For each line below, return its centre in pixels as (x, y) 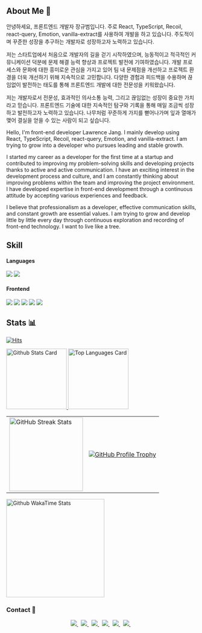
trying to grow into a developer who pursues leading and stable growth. (95, 145)
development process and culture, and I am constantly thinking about (93, 176)
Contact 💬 (21, 610)
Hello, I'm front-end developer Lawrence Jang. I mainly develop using (93, 132)
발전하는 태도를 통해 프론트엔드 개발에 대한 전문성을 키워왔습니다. (99, 85)
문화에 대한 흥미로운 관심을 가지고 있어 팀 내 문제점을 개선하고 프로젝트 (105, 70)
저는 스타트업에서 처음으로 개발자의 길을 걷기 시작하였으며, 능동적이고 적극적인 (98, 54)
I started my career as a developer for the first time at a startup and (90, 157)
